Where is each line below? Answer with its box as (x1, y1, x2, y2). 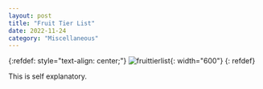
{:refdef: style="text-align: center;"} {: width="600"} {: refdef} (8, 56, 256, 66)
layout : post (8, 11, 52, 20)
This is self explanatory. (8, 71, 87, 81)
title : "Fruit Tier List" (8, 19, 95, 27)
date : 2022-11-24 (8, 26, 67, 34)
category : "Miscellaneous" (8, 34, 99, 42)
